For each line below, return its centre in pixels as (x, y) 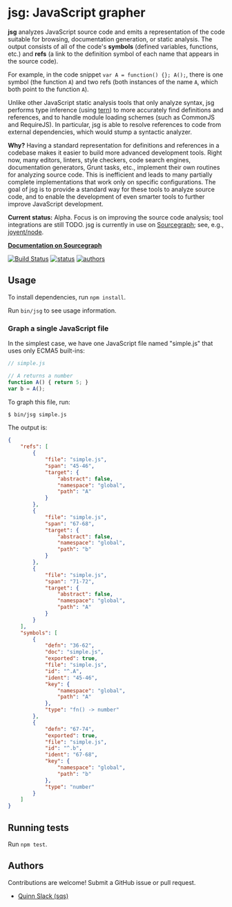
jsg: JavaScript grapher (77, 13)
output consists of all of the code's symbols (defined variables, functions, (113, 46)
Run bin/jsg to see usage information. (62, 310)
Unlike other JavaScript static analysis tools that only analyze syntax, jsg (111, 102)
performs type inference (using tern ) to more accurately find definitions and (116, 110)
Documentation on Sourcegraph (55, 245)
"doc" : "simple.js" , (74, 652)
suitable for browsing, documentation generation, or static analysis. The (110, 39)
